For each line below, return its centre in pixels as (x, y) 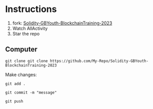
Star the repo (26, 33)
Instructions (31, 9)
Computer (21, 49)
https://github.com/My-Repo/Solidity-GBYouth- (99, 61)
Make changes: (21, 74)
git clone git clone (27, 61)
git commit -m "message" (31, 92)
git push (14, 101)
